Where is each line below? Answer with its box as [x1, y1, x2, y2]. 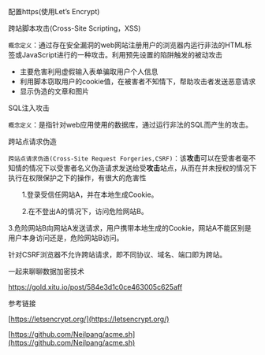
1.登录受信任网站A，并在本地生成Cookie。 [21, 190, 159, 199]
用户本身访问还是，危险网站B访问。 [8, 233, 124, 242]
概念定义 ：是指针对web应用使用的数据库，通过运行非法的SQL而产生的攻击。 [8, 120, 253, 129]
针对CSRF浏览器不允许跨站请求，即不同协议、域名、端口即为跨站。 [8, 250, 227, 259]
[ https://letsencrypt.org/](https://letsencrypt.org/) [8, 314, 170, 324]
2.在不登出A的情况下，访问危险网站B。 [21, 207, 148, 216]
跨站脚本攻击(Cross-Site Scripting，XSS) [8, 24, 141, 33]
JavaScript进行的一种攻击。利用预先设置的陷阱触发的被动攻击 [21, 50, 223, 59]
